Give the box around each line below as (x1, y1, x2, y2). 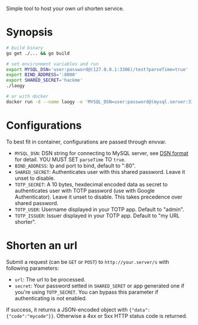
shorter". (14, 218, 37, 225)
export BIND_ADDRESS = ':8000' (6, 72, 78, 78)
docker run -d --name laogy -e (6, 99, 83, 105)
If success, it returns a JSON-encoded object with (6, 306, 128, 313)
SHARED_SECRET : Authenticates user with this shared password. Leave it (14, 168, 186, 175)
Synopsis (6, 26, 53, 39)
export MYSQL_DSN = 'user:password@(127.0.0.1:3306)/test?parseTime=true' (6, 66, 189, 72)
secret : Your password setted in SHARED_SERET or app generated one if (14, 282, 184, 289)
